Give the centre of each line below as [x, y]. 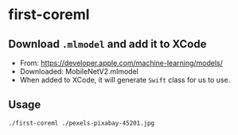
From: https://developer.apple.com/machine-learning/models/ [121, 63]
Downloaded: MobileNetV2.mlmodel [79, 71]
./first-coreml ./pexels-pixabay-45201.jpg [82, 123]
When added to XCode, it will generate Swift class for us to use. [125, 80]
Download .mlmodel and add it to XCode [107, 44]
